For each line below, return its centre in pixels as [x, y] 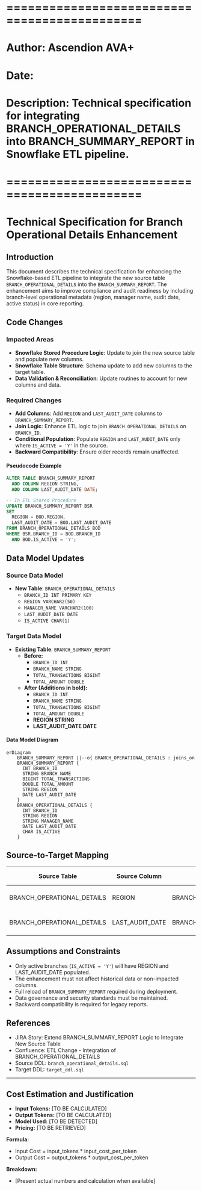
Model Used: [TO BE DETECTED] [56, 1121]
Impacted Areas [30, 340]
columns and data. [38, 385]
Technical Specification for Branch [95, 222]
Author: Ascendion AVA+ [70, 48]
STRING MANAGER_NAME [48, 821]
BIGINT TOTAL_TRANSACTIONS [56, 779]
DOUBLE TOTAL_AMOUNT [48, 784]
